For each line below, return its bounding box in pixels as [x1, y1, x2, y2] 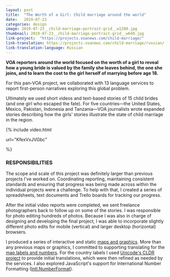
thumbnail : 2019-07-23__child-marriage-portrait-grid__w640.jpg [6, 31, 144, 36]
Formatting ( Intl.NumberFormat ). [6, 265, 73, 272]
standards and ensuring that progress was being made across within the [6, 181, 157, 187]
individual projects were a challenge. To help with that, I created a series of [6, 187, 162, 193]
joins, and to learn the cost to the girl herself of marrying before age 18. [6, 70, 159, 76]
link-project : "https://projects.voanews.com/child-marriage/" [6, 36, 144, 41]
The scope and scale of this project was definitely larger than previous [6, 170, 153, 176]
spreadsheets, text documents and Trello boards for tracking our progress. [6, 192, 161, 198]
